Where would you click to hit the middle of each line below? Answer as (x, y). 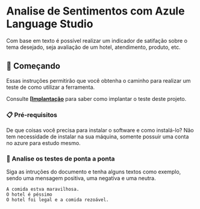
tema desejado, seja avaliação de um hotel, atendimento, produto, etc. (93, 47)
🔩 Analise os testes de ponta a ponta (61, 158)
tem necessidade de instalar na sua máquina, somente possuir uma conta (98, 137)
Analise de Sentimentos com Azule (95, 11)
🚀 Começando (33, 66)
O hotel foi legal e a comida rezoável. (58, 200)
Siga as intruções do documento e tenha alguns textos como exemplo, (94, 172)
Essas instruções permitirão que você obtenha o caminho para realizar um (98, 80)
